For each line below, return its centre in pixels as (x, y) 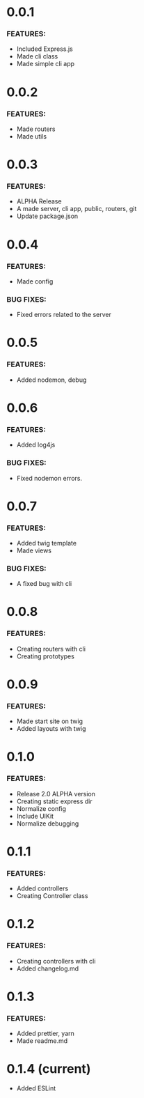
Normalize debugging (48, 823)
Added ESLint (36, 1088)
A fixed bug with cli (44, 584)
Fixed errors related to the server (64, 315)
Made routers (36, 129)
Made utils (32, 136)
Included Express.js (45, 49)
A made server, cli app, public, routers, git (77, 209)
